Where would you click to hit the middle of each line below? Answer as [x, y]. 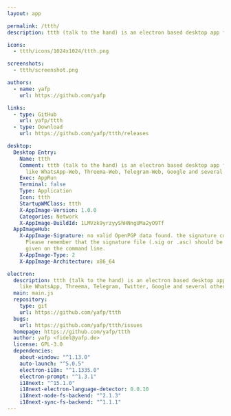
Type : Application [46, 191]
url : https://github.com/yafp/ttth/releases [84, 134]
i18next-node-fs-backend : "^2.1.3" [70, 396]
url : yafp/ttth [41, 121]
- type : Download [38, 127]
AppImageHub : [32, 229]
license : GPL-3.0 [38, 345]
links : [16, 108]
